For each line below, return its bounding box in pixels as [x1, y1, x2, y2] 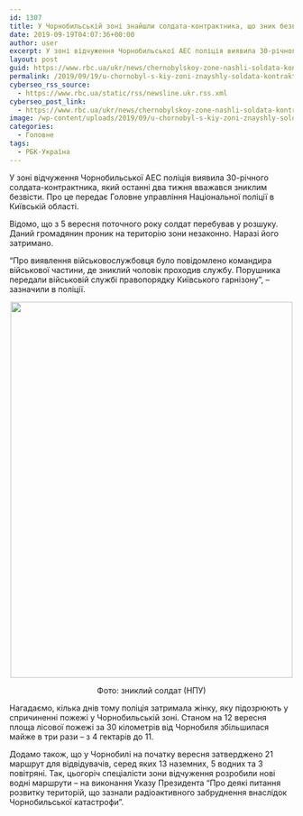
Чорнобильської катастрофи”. [9, 796, 124, 807]
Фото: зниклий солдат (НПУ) [96, 684, 207, 695]
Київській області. [9, 200, 79, 212]
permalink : [9, 72, 50, 81]
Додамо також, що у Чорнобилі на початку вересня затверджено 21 [9, 748, 273, 759]
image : [9, 114, 34, 123]
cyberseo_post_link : [9, 96, 87, 106]
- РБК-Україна [17, 147, 70, 156]
